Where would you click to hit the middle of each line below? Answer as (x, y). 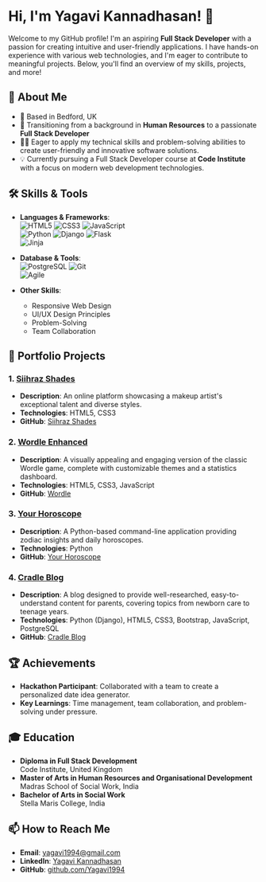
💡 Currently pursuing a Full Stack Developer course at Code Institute (133, 159)
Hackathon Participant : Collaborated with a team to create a (119, 686)
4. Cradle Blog (36, 577)
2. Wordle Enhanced (48, 442)
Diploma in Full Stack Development (78, 761)
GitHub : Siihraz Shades (58, 421)
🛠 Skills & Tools (48, 194)
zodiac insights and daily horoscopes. (82, 539)
